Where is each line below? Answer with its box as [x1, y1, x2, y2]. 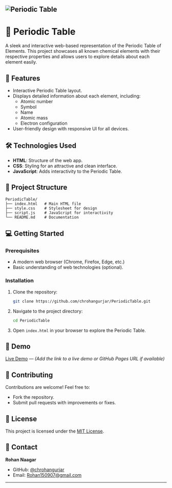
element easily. [5, 59, 37, 65]
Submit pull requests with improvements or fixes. [12, 400, 116, 406]
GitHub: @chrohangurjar [12, 466, 64, 473]
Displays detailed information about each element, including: [12, 93, 141, 99]
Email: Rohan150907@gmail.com [12, 472, 82, 478]
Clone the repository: [12, 288, 58, 295]
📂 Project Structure [5, 183, 68, 192]
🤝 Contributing [5, 370, 53, 379]
